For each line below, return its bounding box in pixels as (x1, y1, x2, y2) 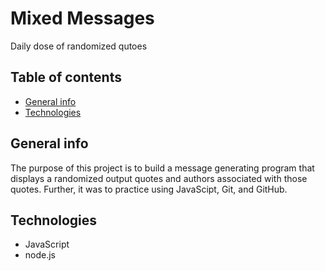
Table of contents (10, 69, 122, 86)
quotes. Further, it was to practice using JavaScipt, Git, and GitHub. (10, 183, 288, 195)
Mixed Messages (10, 7, 155, 30)
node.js (24, 249, 57, 261)
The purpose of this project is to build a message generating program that (10, 162, 315, 174)
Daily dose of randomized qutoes (10, 40, 148, 52)
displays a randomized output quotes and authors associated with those (10, 172, 308, 184)
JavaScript (24, 238, 70, 251)
